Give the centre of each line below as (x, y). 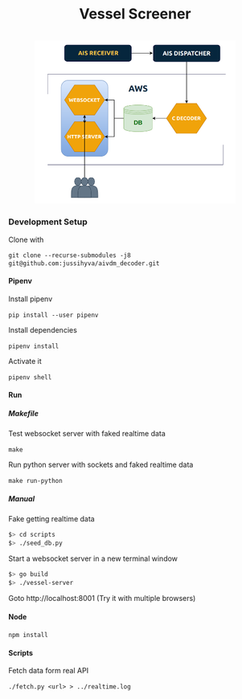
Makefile (23, 414)
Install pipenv (31, 299)
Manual (21, 499)
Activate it (25, 361)
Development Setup (48, 222)
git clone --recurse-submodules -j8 (70, 255)
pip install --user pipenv (53, 315)
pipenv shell (30, 377)
